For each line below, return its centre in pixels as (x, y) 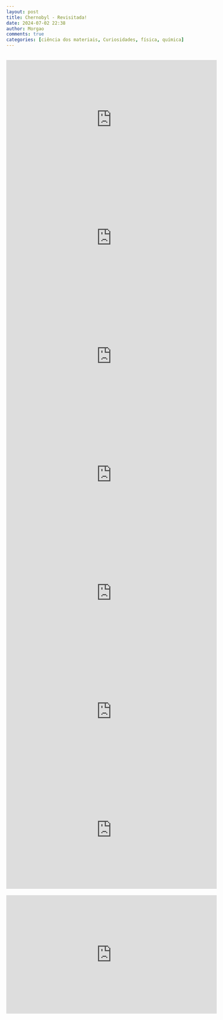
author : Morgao (25, 29)
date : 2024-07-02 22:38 (36, 23)
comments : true (25, 34)
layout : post (23, 12)
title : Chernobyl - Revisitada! (47, 17)
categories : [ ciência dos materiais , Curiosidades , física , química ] (95, 40)
